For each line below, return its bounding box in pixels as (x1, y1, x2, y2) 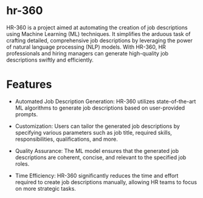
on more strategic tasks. (15, 185, 76, 192)
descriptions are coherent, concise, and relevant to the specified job (15, 154, 187, 161)
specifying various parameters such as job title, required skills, (15, 129, 172, 136)
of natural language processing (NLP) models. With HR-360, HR (6, 43, 166, 51)
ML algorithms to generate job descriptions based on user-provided (15, 104, 185, 111)
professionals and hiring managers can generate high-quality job (6, 49, 169, 57)
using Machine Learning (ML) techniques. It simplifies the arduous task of (6, 30, 191, 37)
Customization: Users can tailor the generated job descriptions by (15, 122, 181, 130)
